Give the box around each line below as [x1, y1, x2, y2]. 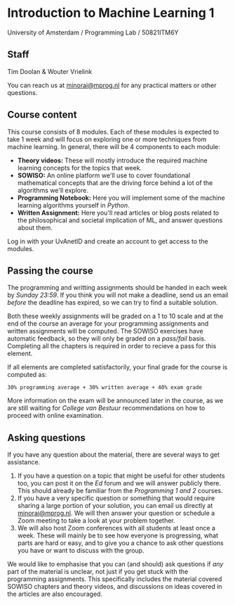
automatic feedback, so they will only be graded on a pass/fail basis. [7, 334, 206, 343]
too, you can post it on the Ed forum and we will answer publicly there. [17, 479, 221, 488]
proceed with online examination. [7, 412, 104, 420]
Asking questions [7, 431, 86, 444]
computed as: [7, 371, 47, 379]
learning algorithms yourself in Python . [17, 200, 130, 209]
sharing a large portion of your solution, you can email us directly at [17, 502, 213, 510]
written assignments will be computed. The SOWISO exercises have [7, 327, 203, 336]
